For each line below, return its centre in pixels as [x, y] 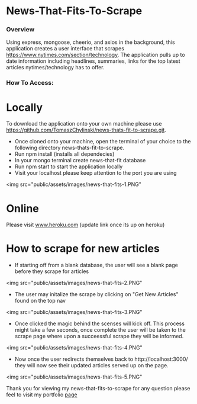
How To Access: [30, 83]
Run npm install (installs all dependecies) [64, 154]
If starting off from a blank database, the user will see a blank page [96, 265]
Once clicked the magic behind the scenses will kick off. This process [100, 323]
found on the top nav [40, 301]
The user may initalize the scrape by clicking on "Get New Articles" [96, 294]
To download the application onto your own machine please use [84, 124]
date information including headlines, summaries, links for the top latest [93, 61]
